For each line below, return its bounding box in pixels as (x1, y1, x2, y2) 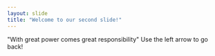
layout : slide (7, 10, 48, 17)
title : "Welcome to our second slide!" (7, 16, 122, 23)
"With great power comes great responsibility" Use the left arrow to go (7, 35, 209, 43)
